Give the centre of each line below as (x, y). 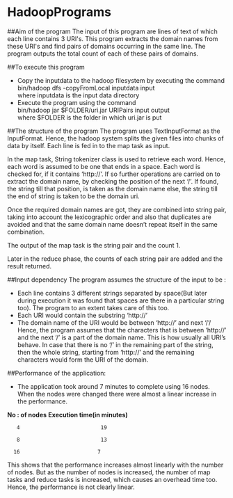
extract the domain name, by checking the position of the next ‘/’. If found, (113, 181)
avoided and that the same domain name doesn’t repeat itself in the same (112, 224)
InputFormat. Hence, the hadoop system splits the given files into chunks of (115, 138)
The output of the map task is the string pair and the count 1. (94, 245)
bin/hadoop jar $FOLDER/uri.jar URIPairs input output (94, 110)
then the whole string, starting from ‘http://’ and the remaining (106, 352)
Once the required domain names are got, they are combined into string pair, (117, 209)
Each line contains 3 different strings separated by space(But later (112, 293)
